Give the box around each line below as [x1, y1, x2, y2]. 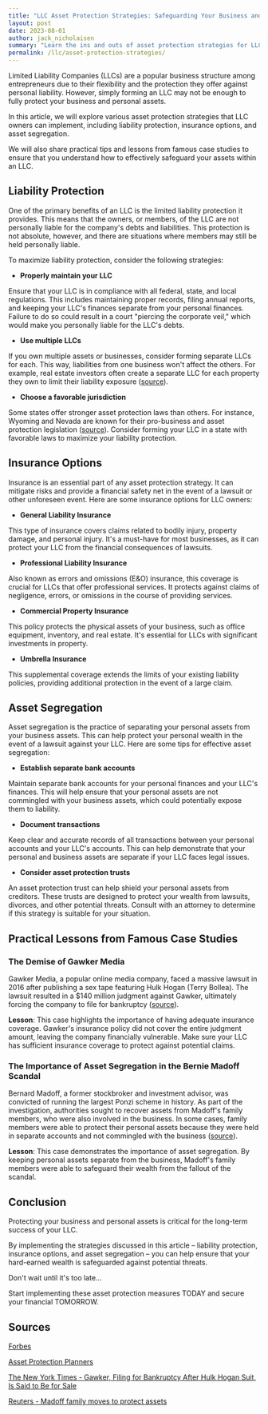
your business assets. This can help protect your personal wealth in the [8, 731, 243, 741]
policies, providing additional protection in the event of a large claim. [8, 677, 234, 688]
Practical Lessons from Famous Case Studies [8, 932, 238, 945]
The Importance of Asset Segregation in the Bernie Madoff [8, 1060, 240, 1072]
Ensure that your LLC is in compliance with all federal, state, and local [8, 286, 237, 296]
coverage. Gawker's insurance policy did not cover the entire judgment [8, 1024, 242, 1033]
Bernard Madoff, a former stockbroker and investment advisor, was [8, 1088, 229, 1098]
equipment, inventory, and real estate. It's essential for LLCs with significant [8, 629, 258, 640]
